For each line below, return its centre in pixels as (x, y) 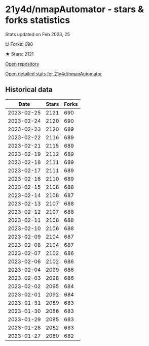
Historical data (29, 90)
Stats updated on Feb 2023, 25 (38, 34)
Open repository (22, 64)
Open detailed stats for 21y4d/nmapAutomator (54, 74)
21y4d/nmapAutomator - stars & (75, 9)
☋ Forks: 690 (19, 44)
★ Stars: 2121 (20, 54)
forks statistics (38, 20)
